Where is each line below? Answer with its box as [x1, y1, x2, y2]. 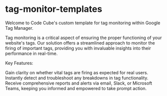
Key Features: [5, 60, 33, 66]
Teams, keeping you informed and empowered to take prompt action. [5, 85, 147, 91]
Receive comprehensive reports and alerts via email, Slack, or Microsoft [5, 80, 153, 86]
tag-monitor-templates [5, 3, 102, 15]
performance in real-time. [5, 50, 58, 56]
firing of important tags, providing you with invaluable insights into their [5, 45, 152, 51]
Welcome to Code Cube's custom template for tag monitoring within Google [5, 20, 161, 26]
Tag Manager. [5, 25, 34, 31]
